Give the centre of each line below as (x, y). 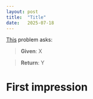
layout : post (22, 12)
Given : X (31, 51)
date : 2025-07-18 (30, 23)
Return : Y (33, 63)
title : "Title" (26, 17)
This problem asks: (29, 40)
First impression (47, 87)
